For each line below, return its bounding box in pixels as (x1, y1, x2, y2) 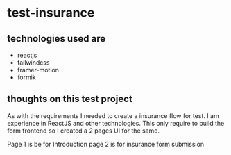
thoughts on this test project (7, 93, 133, 105)
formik (17, 73, 36, 81)
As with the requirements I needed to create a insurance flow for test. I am (7, 111, 220, 120)
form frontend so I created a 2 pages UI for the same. (7, 127, 160, 135)
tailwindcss (17, 58, 50, 67)
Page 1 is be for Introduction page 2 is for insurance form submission (7, 140, 205, 148)
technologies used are (7, 33, 106, 44)
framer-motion (17, 66, 59, 74)
